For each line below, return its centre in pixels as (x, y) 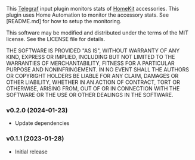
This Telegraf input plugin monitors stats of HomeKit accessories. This (93, 9)
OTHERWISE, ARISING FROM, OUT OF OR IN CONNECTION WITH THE (93, 88)
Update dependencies (42, 123)
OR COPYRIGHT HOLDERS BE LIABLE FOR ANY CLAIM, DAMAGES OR (92, 76)
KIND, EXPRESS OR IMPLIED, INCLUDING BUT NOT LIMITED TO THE (91, 57)
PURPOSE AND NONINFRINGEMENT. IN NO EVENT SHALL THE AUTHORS (98, 70)
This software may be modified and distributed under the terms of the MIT (97, 33)
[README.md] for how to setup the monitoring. (64, 21)
